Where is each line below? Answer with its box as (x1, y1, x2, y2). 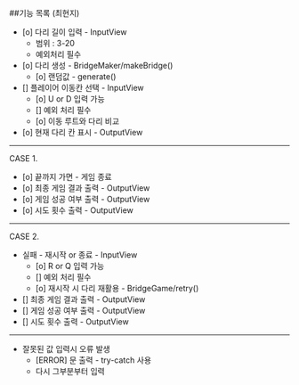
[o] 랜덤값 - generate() (35, 71, 117, 82)
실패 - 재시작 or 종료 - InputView (21, 250, 138, 260)
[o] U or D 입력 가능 (35, 94, 105, 104)
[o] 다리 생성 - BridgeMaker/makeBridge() (21, 61, 174, 70)
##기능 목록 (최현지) (9, 8, 80, 18)
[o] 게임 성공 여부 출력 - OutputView (21, 194, 150, 204)
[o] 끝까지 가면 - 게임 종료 (21, 172, 113, 182)
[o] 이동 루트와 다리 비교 (35, 116, 120, 127)
